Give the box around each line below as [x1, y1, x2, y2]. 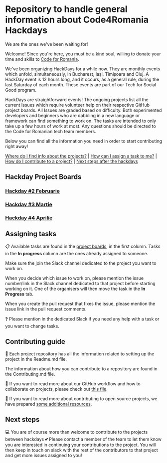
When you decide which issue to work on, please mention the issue [5, 275, 144, 281]
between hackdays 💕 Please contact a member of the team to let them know [5, 436, 162, 442]
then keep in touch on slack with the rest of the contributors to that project [5, 447, 158, 453]
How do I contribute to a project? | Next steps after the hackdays [5, 158, 138, 164]
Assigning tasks [5, 230, 56, 238]
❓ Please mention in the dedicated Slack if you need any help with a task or [5, 315, 160, 322]
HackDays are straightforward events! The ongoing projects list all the [5, 96, 149, 103]
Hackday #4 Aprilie [5, 214, 53, 221]
